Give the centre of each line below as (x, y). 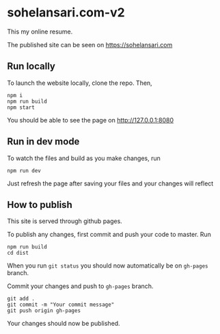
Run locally (31, 66)
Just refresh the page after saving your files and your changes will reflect (110, 183)
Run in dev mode (43, 142)
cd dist (18, 253)
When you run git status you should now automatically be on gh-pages (108, 266)
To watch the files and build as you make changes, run (84, 158)
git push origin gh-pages (44, 311)
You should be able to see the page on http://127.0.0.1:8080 (91, 120)
